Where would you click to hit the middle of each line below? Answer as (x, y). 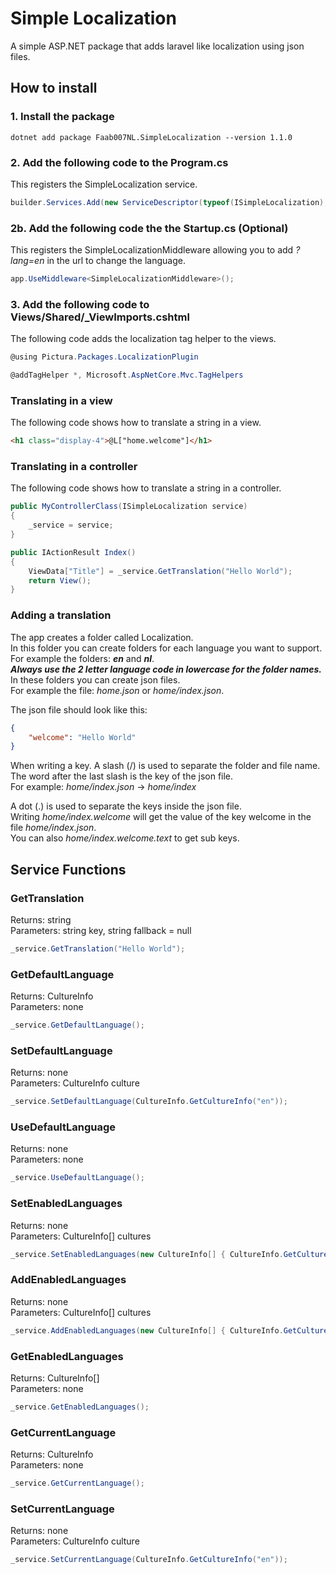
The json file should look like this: (79, 709)
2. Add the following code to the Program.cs (119, 162)
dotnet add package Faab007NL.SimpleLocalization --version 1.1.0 (151, 137)
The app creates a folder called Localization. (102, 637)
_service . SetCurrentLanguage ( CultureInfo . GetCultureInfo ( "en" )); (149, 1560)
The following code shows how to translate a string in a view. (136, 423)
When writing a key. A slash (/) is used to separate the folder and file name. (165, 766)
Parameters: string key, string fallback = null (101, 930)
